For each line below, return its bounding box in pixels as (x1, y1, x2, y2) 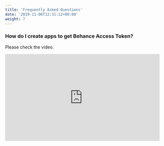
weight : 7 (5, 16, 26, 21)
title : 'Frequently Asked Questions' (5, 7, 83, 12)
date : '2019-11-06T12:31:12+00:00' (5, 12, 79, 17)
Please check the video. (5, 44, 54, 50)
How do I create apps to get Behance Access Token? (5, 33, 133, 40)
